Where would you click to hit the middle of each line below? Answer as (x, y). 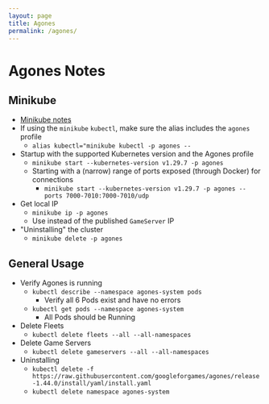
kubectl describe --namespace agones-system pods (117, 292)
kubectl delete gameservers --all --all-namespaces (120, 352)
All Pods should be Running (89, 317)
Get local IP (39, 204)
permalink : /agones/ (43, 31)
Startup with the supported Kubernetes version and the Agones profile (137, 154)
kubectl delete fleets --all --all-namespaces (112, 335)
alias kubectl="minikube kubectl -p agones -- (112, 146)
